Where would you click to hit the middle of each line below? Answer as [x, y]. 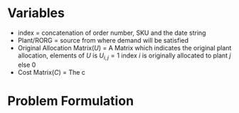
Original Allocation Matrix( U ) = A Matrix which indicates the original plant [124, 48]
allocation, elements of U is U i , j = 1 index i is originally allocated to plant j [124, 56]
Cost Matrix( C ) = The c [51, 72]
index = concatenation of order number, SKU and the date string [112, 33]
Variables [36, 13]
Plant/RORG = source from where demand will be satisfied [103, 40]
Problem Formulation [70, 101]
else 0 [27, 65]
